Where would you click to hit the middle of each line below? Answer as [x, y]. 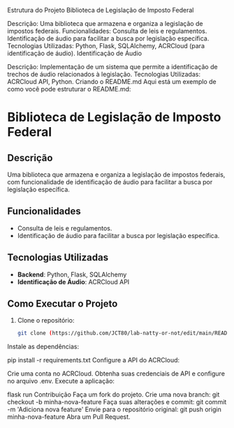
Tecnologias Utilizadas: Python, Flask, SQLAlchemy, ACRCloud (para [106, 46]
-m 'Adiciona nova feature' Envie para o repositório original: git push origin [114, 409]
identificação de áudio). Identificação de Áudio [74, 53]
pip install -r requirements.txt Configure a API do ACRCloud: [94, 360]
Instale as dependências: [43, 347]
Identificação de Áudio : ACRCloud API [73, 281]
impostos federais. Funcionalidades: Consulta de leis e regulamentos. [107, 31]
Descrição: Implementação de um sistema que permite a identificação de [112, 67]
